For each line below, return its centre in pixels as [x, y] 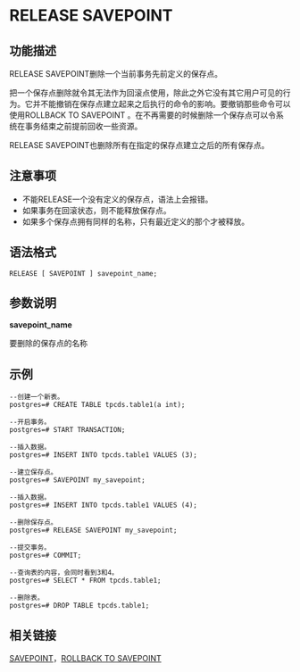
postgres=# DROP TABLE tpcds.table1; [79, 606]
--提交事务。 [30, 548]
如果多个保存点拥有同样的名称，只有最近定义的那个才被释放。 [136, 221]
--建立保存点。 [33, 473]
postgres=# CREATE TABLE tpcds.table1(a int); [97, 405]
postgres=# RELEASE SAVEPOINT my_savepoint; [93, 531]
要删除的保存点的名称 [48, 344]
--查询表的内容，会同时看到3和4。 [64, 573]
